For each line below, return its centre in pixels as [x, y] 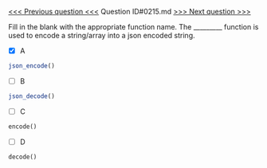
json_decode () [32, 96]
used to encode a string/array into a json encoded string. [102, 35]
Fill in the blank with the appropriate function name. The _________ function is [133, 27]
